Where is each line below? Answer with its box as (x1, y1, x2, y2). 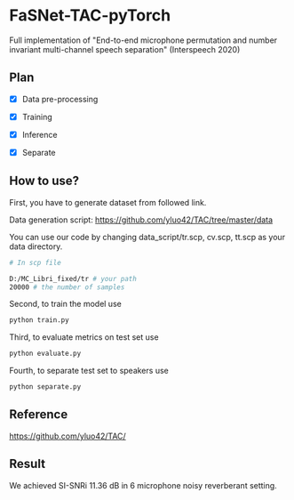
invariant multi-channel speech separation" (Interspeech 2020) (9, 44, 241, 54)
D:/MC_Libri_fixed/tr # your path (9, 274, 138, 283)
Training (21, 111, 53, 122)
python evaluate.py (9, 349, 82, 359)
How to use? (9, 173, 80, 189)
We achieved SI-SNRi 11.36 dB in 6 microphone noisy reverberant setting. (9, 480, 277, 490)
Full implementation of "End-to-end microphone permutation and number (9, 35, 278, 45)
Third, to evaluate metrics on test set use (9, 332, 159, 343)
